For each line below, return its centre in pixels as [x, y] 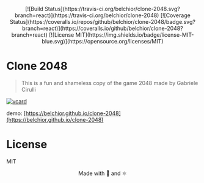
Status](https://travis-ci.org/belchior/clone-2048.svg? [112, 9]
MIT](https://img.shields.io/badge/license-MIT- [135, 35]
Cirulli [29, 89]
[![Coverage [175, 15]
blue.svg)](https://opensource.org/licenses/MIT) [103, 41]
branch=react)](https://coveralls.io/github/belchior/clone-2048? [103, 28]
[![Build [35, 9]
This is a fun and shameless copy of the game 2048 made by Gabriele [110, 83]
